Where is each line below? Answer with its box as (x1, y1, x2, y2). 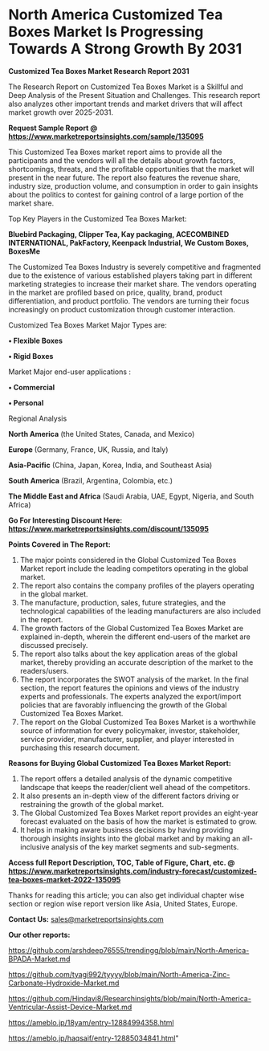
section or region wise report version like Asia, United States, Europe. (8, 898, 238, 908)
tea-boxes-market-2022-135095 (8, 874, 121, 884)
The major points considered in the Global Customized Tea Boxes (19, 555, 237, 564)
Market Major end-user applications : (8, 367, 131, 377)
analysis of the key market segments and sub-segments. (51, 841, 239, 852)
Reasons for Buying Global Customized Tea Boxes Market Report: (8, 758, 231, 768)
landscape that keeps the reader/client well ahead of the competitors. (19, 782, 251, 792)
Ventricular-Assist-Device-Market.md (8, 1002, 132, 1012)
